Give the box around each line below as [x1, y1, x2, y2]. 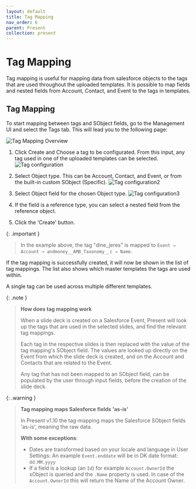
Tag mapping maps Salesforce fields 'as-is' [20, 405, 129, 412]
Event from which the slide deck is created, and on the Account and [20, 353, 184, 360]
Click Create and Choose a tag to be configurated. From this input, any [14, 149, 185, 156]
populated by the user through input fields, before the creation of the [20, 377, 187, 384]
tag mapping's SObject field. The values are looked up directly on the [20, 346, 188, 354]
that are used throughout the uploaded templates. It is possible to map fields [6, 81, 190, 88]
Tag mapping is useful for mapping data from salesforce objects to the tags [6, 75, 188, 82]
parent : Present [6, 25, 46, 31]
